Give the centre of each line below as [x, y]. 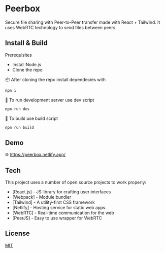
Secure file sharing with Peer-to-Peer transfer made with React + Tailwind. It [82, 22]
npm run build [20, 127]
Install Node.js [27, 64]
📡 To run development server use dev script [50, 100]
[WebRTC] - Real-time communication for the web [63, 213]
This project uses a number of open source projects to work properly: [76, 182]
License [17, 234]
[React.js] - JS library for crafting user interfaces [62, 192]
